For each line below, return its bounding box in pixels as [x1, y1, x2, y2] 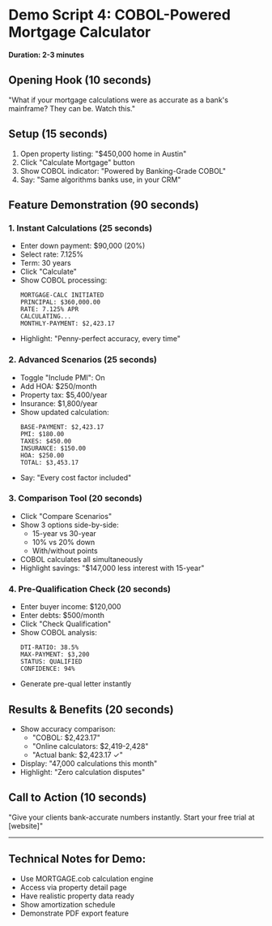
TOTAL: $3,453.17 [19, 458, 79, 466]
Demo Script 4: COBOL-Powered [8, 6, 231, 24]
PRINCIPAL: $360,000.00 [19, 298, 101, 306]
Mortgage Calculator [8, 23, 151, 41]
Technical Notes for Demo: [8, 852, 147, 866]
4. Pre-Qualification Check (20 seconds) [8, 583, 172, 595]
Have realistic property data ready [19, 891, 135, 901]
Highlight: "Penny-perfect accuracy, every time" [19, 334, 181, 344]
